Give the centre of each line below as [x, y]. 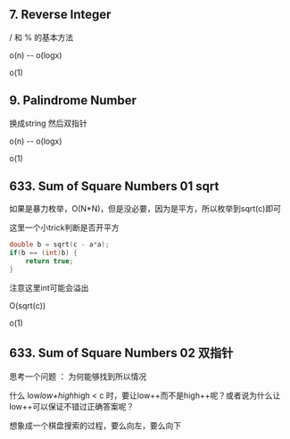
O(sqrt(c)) [28, 305]
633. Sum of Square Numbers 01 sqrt [114, 186]
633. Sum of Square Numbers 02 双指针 [121, 353]
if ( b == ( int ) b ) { [43, 253]
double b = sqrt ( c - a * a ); [59, 244]
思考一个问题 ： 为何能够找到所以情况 [78, 376]
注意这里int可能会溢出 [49, 287]
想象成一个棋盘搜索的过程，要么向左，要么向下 [95, 425]
